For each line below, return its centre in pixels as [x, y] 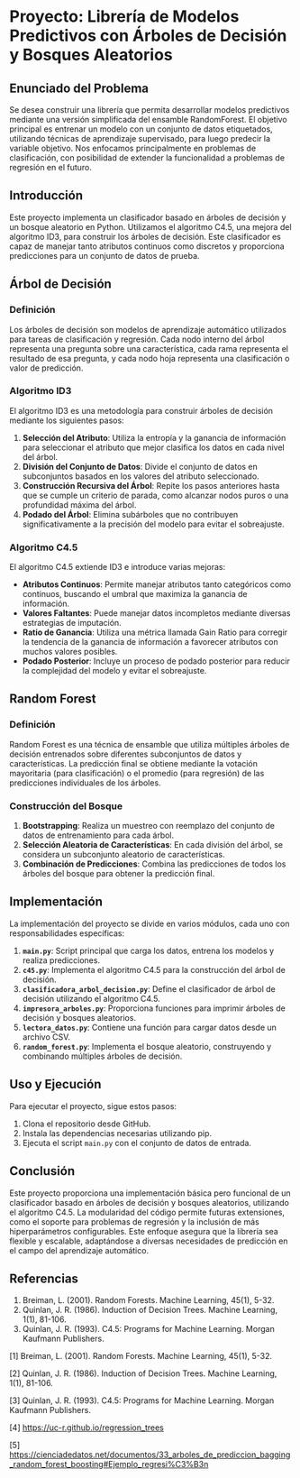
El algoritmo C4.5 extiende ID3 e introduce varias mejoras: [118, 567]
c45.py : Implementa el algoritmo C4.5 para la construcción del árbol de [154, 969]
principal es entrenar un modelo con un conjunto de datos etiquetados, [141, 129]
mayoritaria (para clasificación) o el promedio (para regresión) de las [137, 773]
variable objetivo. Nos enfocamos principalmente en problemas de [133, 148]
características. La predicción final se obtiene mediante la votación [134, 763]
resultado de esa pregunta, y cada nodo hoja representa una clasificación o [150, 358]
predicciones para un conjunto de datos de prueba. [105, 255]
